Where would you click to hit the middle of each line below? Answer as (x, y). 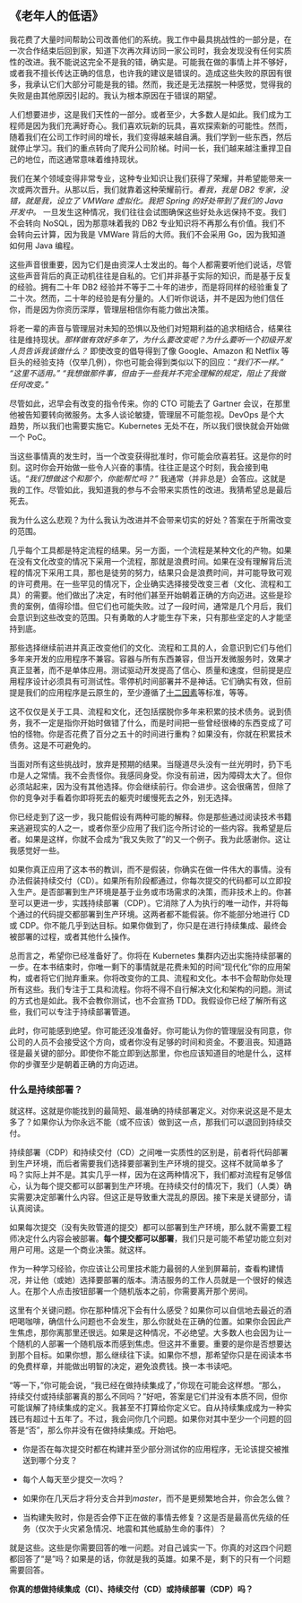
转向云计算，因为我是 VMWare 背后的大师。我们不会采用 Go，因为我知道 (151, 234)
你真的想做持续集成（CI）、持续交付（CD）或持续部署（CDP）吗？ (131, 1590)
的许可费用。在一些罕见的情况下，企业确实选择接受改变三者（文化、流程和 (147, 583)
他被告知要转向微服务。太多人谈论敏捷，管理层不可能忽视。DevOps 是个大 (147, 414)
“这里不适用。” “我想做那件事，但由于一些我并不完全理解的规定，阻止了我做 (148, 373)
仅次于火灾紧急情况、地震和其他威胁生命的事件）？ (132, 1529)
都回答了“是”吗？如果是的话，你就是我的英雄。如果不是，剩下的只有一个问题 (150, 1559)
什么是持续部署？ (46, 1090)
